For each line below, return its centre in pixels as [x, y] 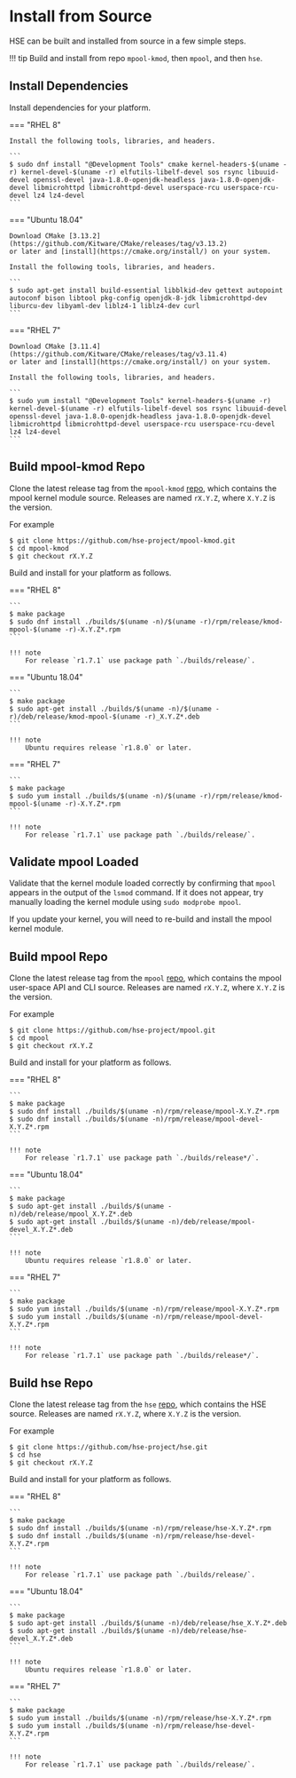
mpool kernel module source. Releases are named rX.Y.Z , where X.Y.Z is [142, 497]
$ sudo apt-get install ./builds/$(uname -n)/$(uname [111, 709]
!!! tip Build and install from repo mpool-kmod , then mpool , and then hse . [136, 58]
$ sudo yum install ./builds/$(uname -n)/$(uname [103, 796]
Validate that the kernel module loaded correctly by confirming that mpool [143, 883]
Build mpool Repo [58, 956]
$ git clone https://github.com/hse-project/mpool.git [113, 1031]
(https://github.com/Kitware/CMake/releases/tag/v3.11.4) [118, 354]
